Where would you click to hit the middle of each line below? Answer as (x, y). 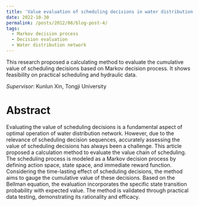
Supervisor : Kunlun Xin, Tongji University (56, 86)
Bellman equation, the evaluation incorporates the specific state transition (97, 184)
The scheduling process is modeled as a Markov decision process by (91, 158)
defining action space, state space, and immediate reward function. (89, 165)
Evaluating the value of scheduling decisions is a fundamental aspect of (94, 127)
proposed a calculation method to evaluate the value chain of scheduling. (96, 152)
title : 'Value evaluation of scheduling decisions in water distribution (100, 12)
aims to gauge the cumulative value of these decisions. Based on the (91, 177)
